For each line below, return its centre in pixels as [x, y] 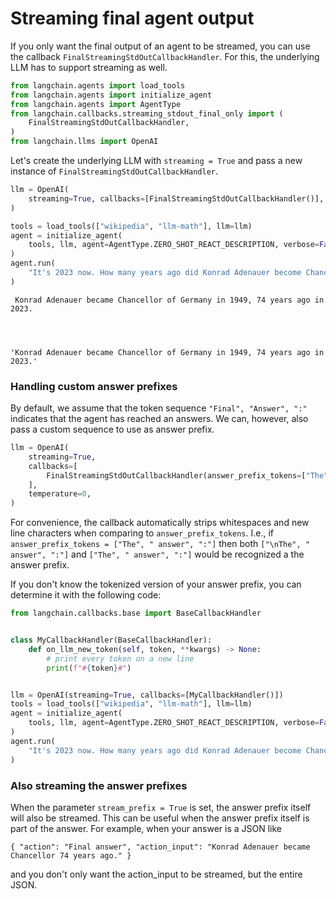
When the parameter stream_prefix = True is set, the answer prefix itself [161, 807]
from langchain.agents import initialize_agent [111, 95]
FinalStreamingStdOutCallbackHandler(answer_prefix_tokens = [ [176, 475]
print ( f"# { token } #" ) [89, 668]
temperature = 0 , [60, 494]
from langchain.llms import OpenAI [84, 142]
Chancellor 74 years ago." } [71, 855]
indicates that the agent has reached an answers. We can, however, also [159, 419]
